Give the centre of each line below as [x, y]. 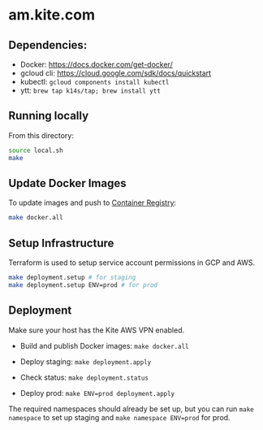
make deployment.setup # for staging [72, 278]
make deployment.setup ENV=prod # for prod [83, 285]
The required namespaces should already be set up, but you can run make [131, 409]
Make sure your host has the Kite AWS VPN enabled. [97, 330]
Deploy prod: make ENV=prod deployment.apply [97, 393]
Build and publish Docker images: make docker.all [104, 345]
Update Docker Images [67, 183]
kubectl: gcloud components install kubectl [95, 82]
